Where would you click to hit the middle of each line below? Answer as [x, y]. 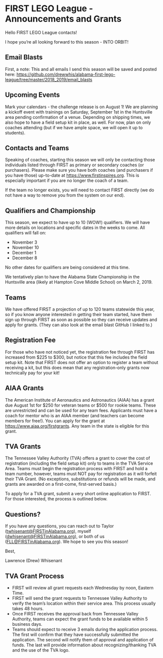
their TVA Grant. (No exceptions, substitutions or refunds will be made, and [80, 479]
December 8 [25, 258]
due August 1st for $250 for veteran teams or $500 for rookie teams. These [81, 405]
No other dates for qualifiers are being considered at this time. [67, 268]
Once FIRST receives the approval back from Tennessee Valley [75, 614]
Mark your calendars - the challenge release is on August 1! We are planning [81, 107]
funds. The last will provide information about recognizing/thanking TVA [84, 645]
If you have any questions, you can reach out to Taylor [60, 526]
